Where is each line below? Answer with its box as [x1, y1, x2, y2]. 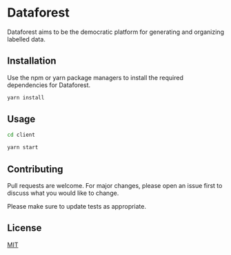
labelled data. [7, 35, 46, 43]
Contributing [7, 163, 63, 175]
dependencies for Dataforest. [7, 81, 91, 89]
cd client [7, 131, 36, 139]
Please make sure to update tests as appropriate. [7, 202, 147, 210]
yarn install [7, 94, 45, 101]
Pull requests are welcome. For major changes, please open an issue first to [7, 182, 223, 189]
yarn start [7, 144, 39, 151]
